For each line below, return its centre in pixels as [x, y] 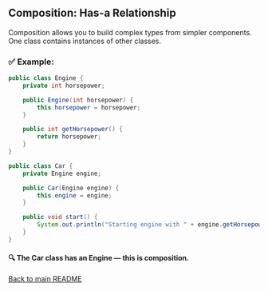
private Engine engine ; [62, 173]
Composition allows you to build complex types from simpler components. [130, 32]
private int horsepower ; [64, 86]
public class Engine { [46, 78]
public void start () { [60, 217]
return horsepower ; [69, 137]
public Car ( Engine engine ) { [71, 188]
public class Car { [41, 166]
